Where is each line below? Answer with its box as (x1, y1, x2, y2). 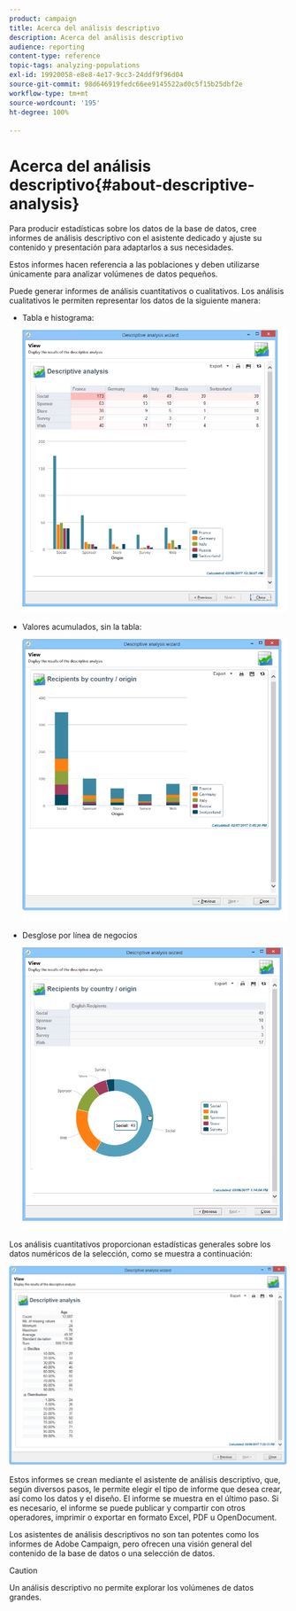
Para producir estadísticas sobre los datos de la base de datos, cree (9, 223, 257, 234)
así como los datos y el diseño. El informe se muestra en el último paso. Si (9, 1493, 279, 1504)
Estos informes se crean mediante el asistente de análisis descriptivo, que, (9, 1474, 281, 1484)
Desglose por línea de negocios (21, 930, 138, 941)
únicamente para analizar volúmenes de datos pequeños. (9, 268, 218, 279)
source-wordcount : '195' (9, 98, 101, 107)
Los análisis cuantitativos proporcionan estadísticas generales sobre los (9, 1239, 271, 1249)
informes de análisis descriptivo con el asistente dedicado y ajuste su (9, 233, 262, 244)
